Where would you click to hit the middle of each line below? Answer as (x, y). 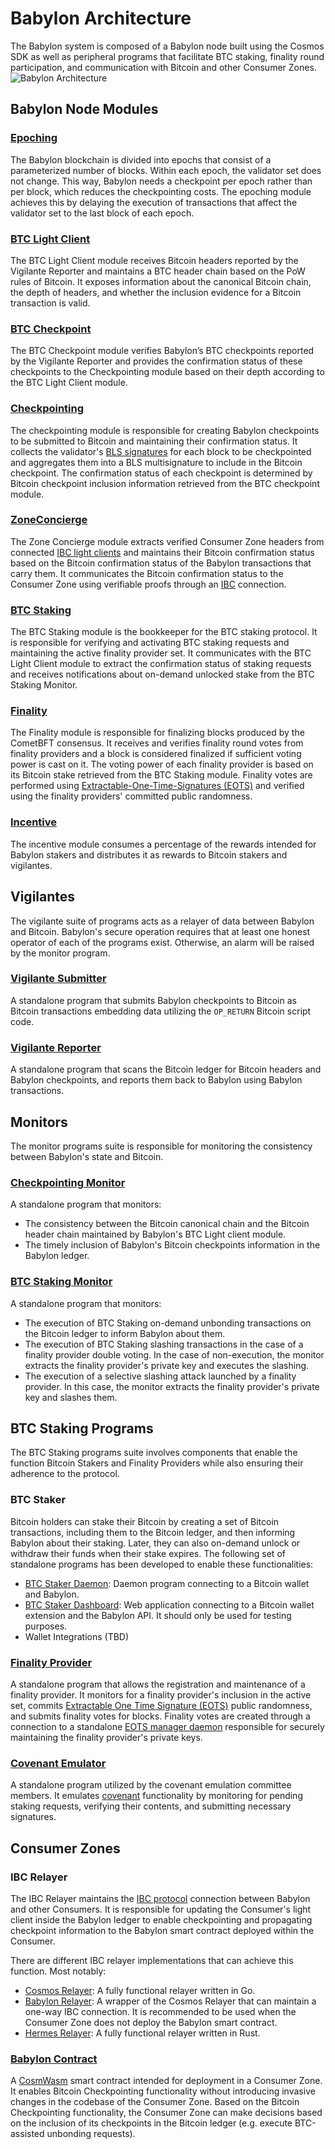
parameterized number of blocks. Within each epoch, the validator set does (166, 170)
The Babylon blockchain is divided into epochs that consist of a (141, 159)
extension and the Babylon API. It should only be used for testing (158, 1615)
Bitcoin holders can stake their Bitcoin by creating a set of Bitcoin (145, 1521)
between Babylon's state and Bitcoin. (87, 1156)
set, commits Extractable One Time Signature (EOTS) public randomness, (161, 1705)
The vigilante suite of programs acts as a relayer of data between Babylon (162, 921)
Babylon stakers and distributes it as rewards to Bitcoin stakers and (149, 854)
